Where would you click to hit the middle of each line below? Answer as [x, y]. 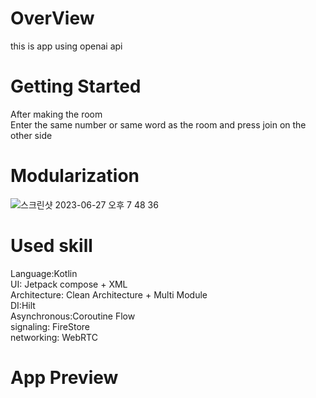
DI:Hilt [23, 305]
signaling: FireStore [50, 326]
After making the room [56, 114]
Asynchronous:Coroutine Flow [73, 316]
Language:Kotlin [44, 273]
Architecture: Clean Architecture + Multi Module [109, 294]
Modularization [75, 176]
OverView [52, 18]
